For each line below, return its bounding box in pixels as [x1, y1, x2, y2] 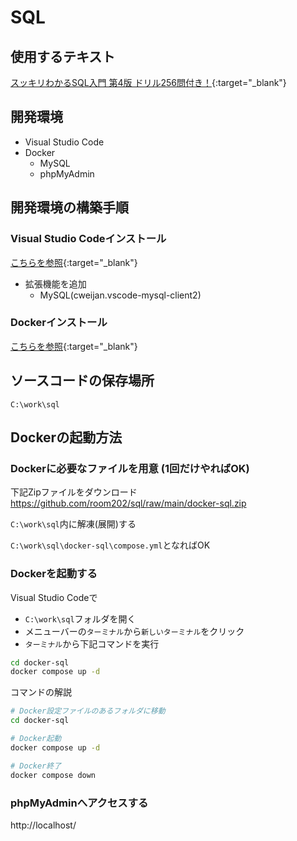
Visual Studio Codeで [10, 591, 98, 603]
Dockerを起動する [10, 567, 98, 581]
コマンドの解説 [10, 686, 72, 698]
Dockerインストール [10, 316, 108, 330]
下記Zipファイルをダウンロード [10, 486, 138, 498]
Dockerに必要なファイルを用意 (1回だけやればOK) [10, 461, 250, 475]
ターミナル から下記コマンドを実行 [24, 637, 160, 650]
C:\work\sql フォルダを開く [24, 612, 137, 625]
